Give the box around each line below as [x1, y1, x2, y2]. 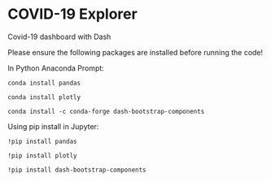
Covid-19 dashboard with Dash [7, 32, 111, 41]
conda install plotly [7, 93, 81, 102]
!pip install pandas [7, 137, 78, 145]
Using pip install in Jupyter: [7, 121, 99, 131]
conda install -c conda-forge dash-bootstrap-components [7, 107, 205, 115]
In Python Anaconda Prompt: [7, 63, 105, 73]
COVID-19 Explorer [7, 5, 138, 24]
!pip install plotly [7, 151, 78, 159]
